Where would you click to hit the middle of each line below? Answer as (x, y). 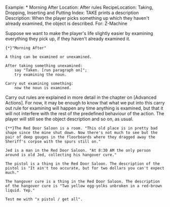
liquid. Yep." (20, 190)
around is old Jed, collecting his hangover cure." (61, 155)
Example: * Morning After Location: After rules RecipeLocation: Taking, (79, 7)
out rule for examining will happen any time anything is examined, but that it (84, 108)
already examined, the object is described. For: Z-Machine (66, 23)
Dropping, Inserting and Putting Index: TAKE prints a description (72, 13)
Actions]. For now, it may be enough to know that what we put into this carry (85, 103)
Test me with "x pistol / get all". (44, 199)
